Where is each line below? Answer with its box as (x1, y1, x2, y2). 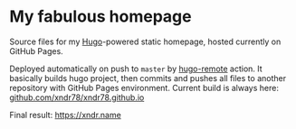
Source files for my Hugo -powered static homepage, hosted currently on (9, 36, 282, 47)
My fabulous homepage (9, 6, 192, 27)
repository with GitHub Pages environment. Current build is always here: (9, 82, 279, 93)
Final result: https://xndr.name (9, 109, 122, 120)
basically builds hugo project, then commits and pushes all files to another (9, 72, 287, 83)
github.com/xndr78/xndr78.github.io (9, 92, 145, 103)
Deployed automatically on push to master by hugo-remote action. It (9, 63, 263, 74)
